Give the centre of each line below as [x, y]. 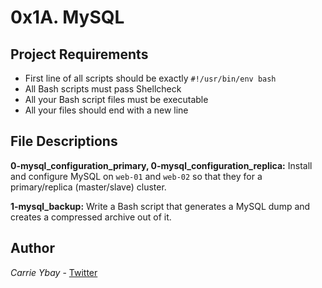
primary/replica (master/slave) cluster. [88, 187]
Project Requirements [79, 54]
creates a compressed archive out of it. [91, 217]
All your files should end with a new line [106, 110]
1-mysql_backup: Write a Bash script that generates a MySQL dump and [160, 206]
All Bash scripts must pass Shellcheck [103, 89]
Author [32, 248]
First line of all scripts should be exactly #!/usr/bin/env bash [150, 78]
